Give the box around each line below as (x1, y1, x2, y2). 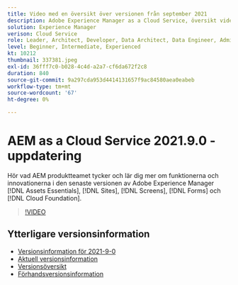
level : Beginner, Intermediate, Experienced (7, 43, 141, 50)
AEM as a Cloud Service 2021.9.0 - (7, 133, 216, 149)
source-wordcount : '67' (7, 89, 78, 96)
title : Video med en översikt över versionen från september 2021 (7, 10, 208, 18)
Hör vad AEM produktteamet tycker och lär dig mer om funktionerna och (7, 171, 219, 179)
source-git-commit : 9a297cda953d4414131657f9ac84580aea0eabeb (7, 76, 195, 84)
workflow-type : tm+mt (7, 83, 72, 90)
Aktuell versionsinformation (17, 255, 98, 263)
